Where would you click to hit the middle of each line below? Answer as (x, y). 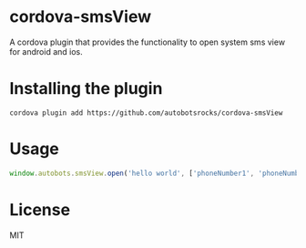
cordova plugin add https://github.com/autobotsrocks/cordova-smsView (146, 113)
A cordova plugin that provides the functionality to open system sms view (147, 42)
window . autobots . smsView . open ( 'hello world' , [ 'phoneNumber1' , (132, 173)
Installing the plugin (86, 89)
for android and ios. (46, 51)
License (40, 209)
